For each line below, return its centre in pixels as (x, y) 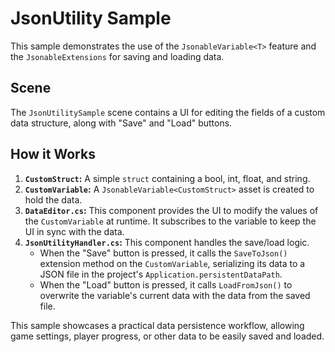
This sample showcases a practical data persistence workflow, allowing (157, 325)
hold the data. (53, 199)
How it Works (53, 154)
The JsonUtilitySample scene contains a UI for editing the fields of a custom (168, 112)
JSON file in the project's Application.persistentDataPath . (161, 274)
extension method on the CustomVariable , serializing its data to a (172, 263)
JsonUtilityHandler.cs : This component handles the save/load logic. (167, 242)
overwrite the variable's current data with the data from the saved (175, 295)
